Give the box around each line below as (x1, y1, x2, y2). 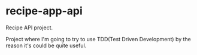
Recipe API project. (5, 24, 53, 31)
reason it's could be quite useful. (5, 42, 87, 49)
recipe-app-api (5, 4, 83, 18)
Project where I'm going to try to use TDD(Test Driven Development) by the (5, 35, 191, 42)
